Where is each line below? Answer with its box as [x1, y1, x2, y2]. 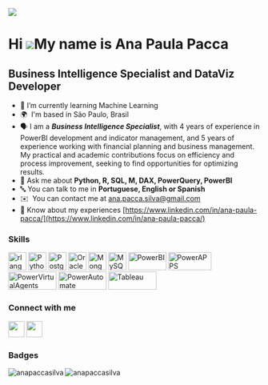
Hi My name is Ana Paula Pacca [8, 35, 230, 54]
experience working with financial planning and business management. [19, 142, 254, 151]
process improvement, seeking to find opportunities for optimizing [19, 158, 238, 168]
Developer [8, 79, 62, 93]
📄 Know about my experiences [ [19, 205, 126, 215]
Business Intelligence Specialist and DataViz [8, 66, 234, 80]
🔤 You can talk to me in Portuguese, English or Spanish [19, 184, 206, 194]
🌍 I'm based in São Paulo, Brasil [19, 110, 130, 119]
